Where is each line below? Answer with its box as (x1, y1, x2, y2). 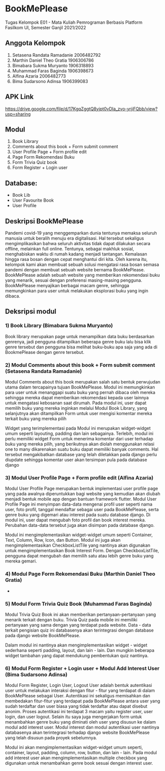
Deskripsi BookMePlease (5, 217, 84, 225)
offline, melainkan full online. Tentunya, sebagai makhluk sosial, (5, 246, 134, 252)
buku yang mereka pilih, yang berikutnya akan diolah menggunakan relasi (5, 441, 155, 447)
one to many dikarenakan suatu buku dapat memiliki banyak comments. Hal (5, 446, 159, 452)
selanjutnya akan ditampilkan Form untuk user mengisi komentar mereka (5, 410, 153, 416)
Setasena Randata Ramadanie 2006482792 (12, 52, 101, 58)
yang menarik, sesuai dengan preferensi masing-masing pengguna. (5, 277, 142, 283)
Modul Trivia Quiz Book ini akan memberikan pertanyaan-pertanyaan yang (5, 611, 156, 617)
